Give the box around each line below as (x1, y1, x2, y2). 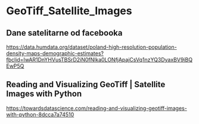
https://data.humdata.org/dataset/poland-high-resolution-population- (6, 43, 177, 50)
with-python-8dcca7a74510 (6, 111, 74, 118)
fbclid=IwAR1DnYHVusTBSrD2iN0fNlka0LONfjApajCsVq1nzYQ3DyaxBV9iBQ (6, 56, 192, 63)
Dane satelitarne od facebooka (6, 28, 123, 38)
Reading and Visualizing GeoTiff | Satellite (6, 80, 166, 90)
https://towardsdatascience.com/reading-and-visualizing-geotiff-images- (6, 104, 188, 112)
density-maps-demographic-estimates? (6, 50, 104, 57)
